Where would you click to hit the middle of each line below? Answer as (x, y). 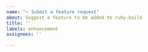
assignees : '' (24, 34)
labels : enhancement (32, 29)
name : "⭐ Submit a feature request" (53, 12)
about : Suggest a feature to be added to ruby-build (74, 18)
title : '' (19, 23)
